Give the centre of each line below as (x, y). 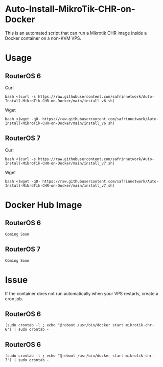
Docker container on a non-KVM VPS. (43, 38)
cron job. (14, 298)
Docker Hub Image (44, 205)
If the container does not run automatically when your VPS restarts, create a (82, 293)
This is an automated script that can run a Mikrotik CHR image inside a (76, 33)
